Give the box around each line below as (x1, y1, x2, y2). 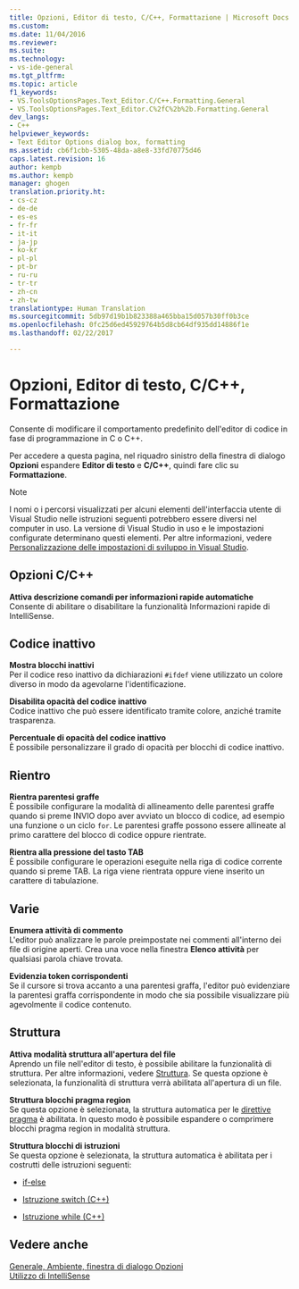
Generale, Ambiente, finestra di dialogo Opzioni (9, 1260, 184, 1271)
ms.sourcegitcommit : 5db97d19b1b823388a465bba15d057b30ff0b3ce (9, 312, 250, 322)
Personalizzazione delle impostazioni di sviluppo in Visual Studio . (9, 541, 249, 552)
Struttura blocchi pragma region (9, 1094, 131, 1105)
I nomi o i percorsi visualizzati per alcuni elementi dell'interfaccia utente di (9, 504, 282, 515)
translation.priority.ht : (9, 188, 105, 197)
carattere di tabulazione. (9, 875, 99, 886)
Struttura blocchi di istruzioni (9, 1140, 120, 1151)
